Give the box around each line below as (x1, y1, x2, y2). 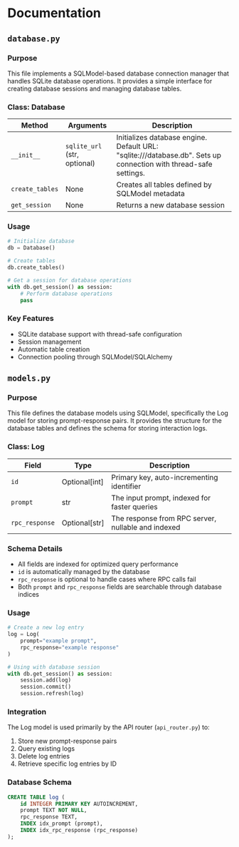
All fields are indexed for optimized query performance (17, 560, 179, 568)
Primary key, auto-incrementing (111, 472, 218, 482)
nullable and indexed (111, 522, 181, 532)
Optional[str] (61, 518, 105, 528)
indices (17, 590, 39, 599)
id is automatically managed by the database (17, 568, 151, 576)
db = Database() (7, 245, 55, 252)
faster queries (111, 501, 158, 511)
